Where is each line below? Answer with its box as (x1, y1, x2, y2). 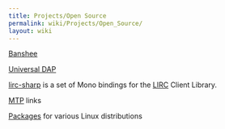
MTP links (8, 96, 42, 106)
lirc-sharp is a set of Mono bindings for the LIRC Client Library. (8, 80, 217, 89)
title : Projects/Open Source (8, 11, 107, 20)
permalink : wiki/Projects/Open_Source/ (8, 19, 143, 27)
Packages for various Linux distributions (8, 111, 143, 121)
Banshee (8, 49, 38, 59)
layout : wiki (8, 27, 53, 35)
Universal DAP (8, 64, 57, 74)
